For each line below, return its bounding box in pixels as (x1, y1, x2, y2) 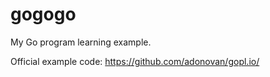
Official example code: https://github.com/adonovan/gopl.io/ (10, 55, 260, 67)
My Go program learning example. (10, 36, 152, 48)
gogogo (10, 3, 77, 26)
